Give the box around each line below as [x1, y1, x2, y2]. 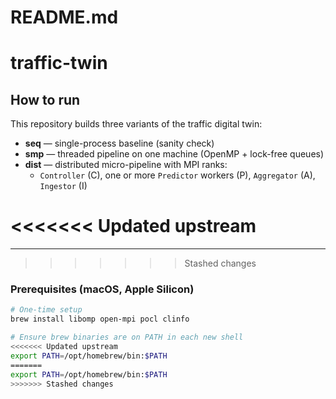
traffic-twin [10, 52, 108, 75]
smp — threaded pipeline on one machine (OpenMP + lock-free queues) [24, 148, 325, 160]
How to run [10, 91, 81, 108]
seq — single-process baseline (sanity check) [24, 137, 215, 150]
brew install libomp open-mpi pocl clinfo [10, 314, 190, 325]
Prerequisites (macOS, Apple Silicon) [10, 282, 195, 296]
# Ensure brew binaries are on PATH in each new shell [10, 332, 244, 343]
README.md [10, 6, 119, 29]
